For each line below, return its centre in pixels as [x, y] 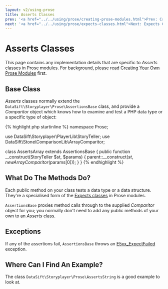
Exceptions [23, 232]
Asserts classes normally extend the [42, 101]
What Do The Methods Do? [48, 178]
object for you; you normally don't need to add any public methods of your [82, 210]
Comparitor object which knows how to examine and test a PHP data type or [84, 112]
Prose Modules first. [26, 73]
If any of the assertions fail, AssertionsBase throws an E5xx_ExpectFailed [80, 243]
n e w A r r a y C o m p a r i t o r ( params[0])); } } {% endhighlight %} [64, 162]
